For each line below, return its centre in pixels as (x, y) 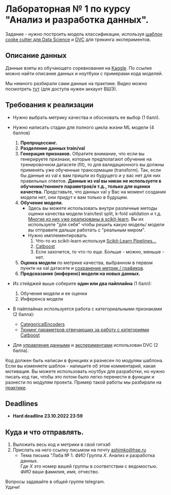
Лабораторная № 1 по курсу (68, 9)
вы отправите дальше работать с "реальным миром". (87, 230)
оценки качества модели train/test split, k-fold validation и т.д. (95, 213)
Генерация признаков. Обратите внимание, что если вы (82, 153)
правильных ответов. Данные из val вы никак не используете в (91, 181)
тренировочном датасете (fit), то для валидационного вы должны (92, 164)
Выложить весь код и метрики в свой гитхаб (62, 445)
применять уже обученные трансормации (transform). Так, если (91, 170)
